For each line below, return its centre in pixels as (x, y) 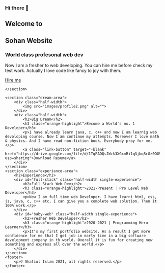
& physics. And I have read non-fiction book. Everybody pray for (74, 141)
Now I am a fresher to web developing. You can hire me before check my (79, 65)
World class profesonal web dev (44, 55)
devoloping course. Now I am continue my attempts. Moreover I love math (82, 136)
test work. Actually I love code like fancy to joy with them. (63, 70)
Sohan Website (29, 41)
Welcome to (24, 24)
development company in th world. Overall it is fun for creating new (79, 240)
